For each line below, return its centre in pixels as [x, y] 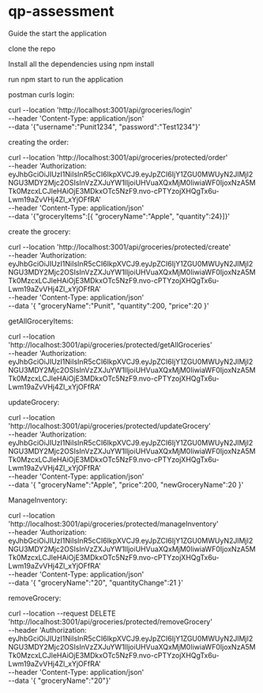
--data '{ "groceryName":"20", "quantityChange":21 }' [96, 582]
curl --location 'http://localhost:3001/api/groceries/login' [100, 110]
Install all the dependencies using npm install [81, 64]
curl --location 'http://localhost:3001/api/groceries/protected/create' [120, 247]
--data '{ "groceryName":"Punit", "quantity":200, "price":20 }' [109, 305]
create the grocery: [39, 231]
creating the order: [39, 142]
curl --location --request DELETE [62, 613]
